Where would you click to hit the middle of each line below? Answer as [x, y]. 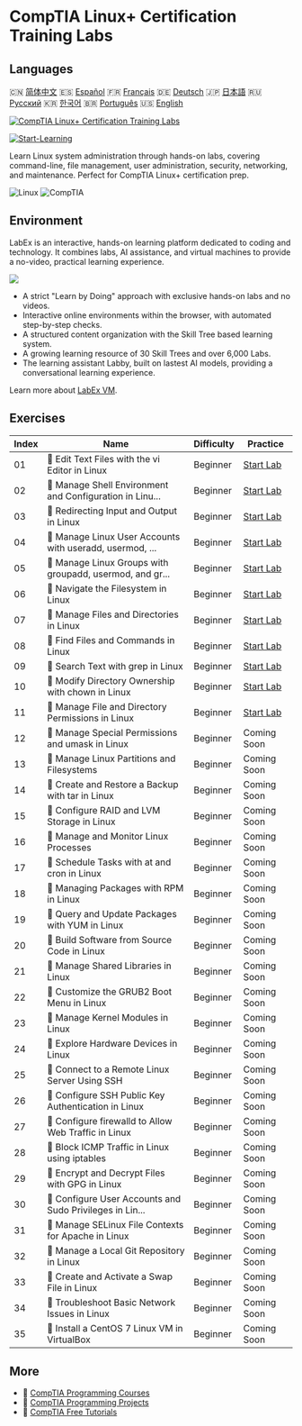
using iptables [76, 1158]
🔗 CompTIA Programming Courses [86, 1393]
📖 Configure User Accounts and [114, 1198]
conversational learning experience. [89, 372]
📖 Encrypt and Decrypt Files [106, 1173]
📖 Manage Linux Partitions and [111, 758]
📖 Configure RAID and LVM [104, 810]
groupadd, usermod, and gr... [109, 574]
